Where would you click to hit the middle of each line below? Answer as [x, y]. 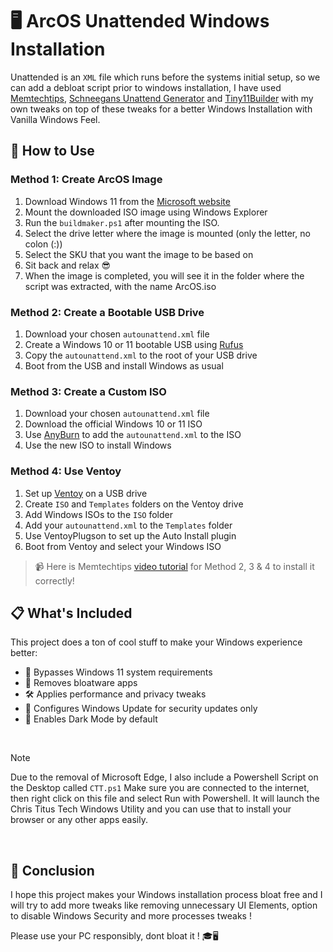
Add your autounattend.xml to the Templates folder [128, 525]
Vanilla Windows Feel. [55, 119]
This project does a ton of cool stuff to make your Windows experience [156, 642]
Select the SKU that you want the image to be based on [139, 254]
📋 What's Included [71, 613]
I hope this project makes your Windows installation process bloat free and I [166, 895]
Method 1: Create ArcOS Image [86, 180]
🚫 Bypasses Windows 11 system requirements [118, 672]
